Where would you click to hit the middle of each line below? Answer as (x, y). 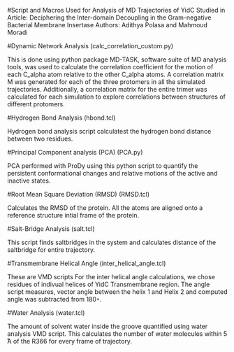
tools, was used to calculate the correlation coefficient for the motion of (110, 67)
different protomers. (36, 104)
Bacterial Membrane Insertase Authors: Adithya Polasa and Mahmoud (108, 25)
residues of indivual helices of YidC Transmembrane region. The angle (109, 284)
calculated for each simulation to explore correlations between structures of (116, 97)
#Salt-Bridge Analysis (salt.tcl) (51, 229)
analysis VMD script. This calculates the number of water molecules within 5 (117, 334)
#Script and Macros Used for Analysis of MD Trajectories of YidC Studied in (116, 10)
